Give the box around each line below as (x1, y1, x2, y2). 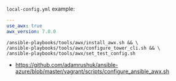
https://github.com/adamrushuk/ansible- (15, 61, 118, 68)
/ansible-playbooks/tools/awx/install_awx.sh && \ (6, 39, 139, 45)
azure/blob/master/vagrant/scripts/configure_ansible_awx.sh (15, 67, 170, 75)
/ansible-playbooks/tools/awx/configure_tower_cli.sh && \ (6, 45, 161, 51)
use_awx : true (6, 23, 43, 29)
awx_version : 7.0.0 (6, 28, 56, 34)
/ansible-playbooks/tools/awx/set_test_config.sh (6, 50, 136, 56)
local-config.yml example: (6, 6, 75, 12)
